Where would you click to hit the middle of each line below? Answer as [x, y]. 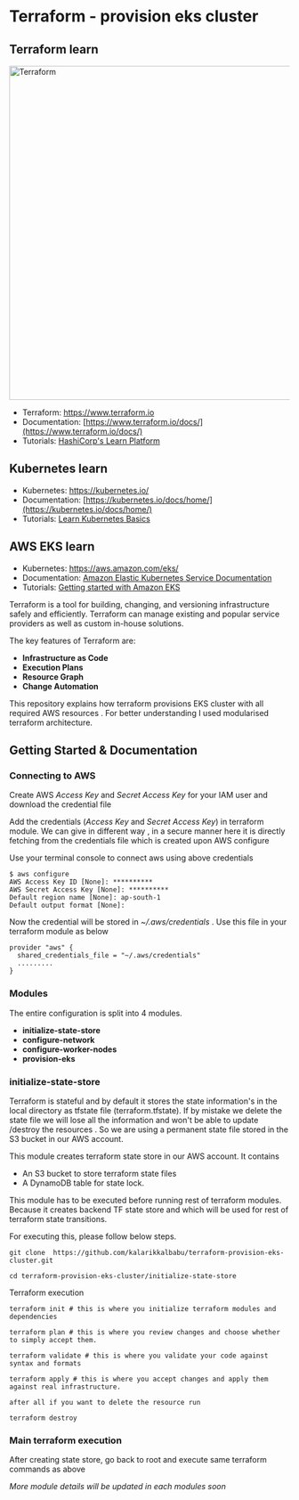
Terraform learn [54, 49]
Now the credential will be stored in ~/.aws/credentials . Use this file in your [148, 922]
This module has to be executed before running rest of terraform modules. [145, 1200]
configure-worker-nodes [69, 1049]
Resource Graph [53, 677]
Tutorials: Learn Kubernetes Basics [86, 518]
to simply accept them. [53, 1340]
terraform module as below [59, 932]
